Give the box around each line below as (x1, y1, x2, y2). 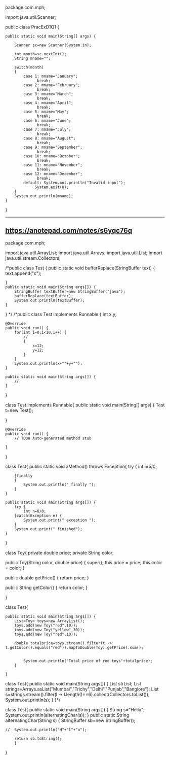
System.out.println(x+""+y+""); (14, 361, 82, 366)
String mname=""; (14, 56, 51, 61)
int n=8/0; (23, 508, 47, 514)
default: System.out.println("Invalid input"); (23, 180, 125, 185)
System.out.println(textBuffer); (14, 298, 85, 303)
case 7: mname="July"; (23, 127, 71, 132)
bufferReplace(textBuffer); (14, 293, 73, 298)
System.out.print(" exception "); (23, 517, 96, 523)
